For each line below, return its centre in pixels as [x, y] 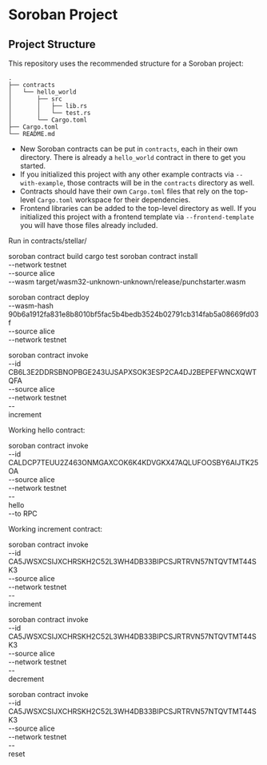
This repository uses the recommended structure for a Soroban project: [126, 63]
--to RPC [23, 514]
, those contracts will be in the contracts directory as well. [159, 183]
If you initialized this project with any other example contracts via [127, 174]
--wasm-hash [31, 306]
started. [33, 166]
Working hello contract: [47, 430]
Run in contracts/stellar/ [48, 241]
